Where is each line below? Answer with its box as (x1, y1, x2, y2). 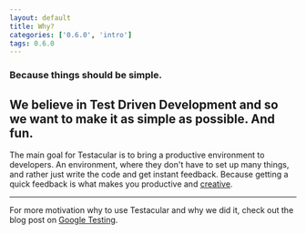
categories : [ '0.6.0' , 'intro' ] (9, 30, 132, 39)
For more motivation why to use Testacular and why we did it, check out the (9, 204, 294, 215)
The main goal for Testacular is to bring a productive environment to (9, 149, 265, 160)
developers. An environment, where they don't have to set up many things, (9, 158, 290, 169)
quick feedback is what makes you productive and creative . (9, 178, 233, 189)
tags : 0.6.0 (9, 38, 55, 48)
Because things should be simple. (9, 69, 162, 82)
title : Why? (9, 22, 55, 31)
